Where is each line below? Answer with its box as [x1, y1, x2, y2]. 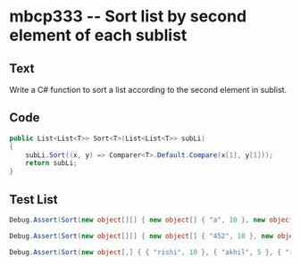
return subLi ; [25, 159, 78, 168]
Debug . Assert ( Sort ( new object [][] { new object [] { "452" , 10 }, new [9, 231, 274, 240]
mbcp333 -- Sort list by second [9, 6, 247, 27]
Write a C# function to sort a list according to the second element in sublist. [9, 85, 287, 95]
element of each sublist [9, 25, 187, 46]
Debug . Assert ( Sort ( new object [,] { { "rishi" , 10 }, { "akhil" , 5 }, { [9, 247, 282, 256]
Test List [9, 192, 58, 207]
